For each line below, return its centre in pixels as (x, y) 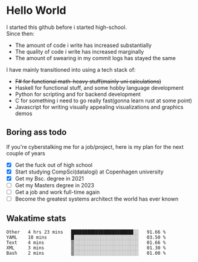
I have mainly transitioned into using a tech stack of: (71, 69)
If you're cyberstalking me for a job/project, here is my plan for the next (95, 147)
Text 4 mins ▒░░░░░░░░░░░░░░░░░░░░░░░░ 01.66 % (86, 242)
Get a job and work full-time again (57, 192)
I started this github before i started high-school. (67, 27)
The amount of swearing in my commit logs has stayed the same (95, 58)
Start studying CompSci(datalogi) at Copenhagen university (89, 172)
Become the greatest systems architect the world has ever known (97, 199)
